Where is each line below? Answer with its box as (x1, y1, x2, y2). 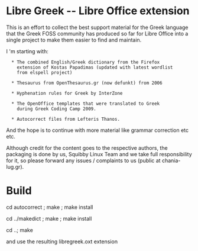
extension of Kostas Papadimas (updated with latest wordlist (17, 64, 173, 70)
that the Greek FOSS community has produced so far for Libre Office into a (6, 30, 189, 37)
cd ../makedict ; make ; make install (6, 215, 92, 222)
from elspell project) (17, 69, 73, 75)
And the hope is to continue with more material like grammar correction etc (6, 126, 189, 134)
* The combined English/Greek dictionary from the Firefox (11, 59, 160, 65)
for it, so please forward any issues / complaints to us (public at (6, 157, 161, 164)
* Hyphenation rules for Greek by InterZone (11, 90, 123, 96)
